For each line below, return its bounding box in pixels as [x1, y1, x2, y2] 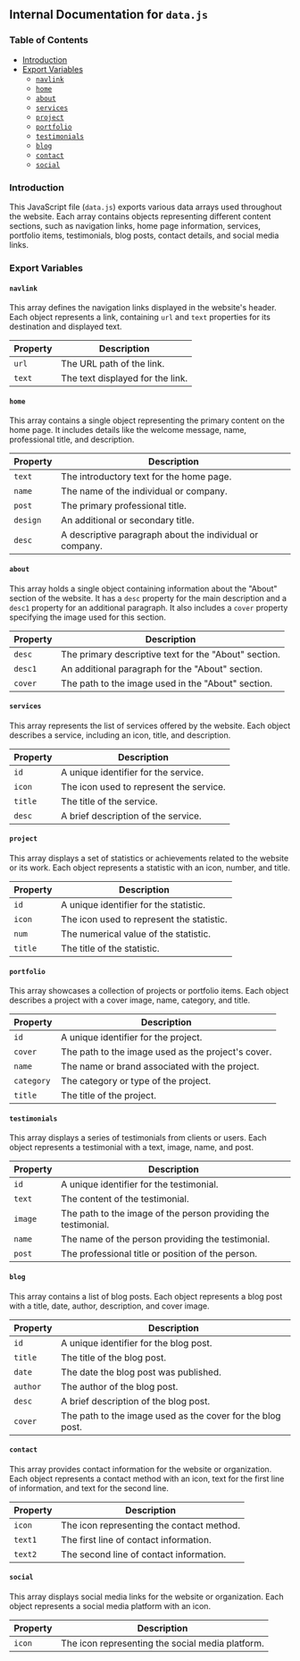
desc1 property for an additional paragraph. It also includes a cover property [9, 602, 288, 613]
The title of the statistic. [61, 942, 160, 954]
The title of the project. [61, 1089, 157, 1102]
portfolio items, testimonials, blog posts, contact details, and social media [9, 230, 279, 241]
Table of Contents [9, 34, 89, 47]
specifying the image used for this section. [9, 612, 167, 623]
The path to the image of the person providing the [61, 1208, 270, 1220]
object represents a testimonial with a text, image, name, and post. [9, 1142, 254, 1153]
